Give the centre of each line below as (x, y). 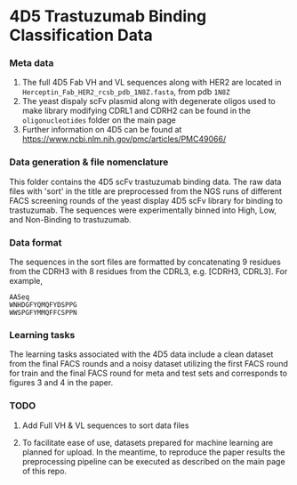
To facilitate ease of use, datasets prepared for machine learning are (148, 442)
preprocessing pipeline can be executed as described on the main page (154, 461)
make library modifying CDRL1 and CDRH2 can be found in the (136, 111)
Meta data (32, 63)
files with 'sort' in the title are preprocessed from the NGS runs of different (146, 191)
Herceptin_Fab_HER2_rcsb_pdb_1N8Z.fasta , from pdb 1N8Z (126, 92)
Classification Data (81, 35)
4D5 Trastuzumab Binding (108, 16)
